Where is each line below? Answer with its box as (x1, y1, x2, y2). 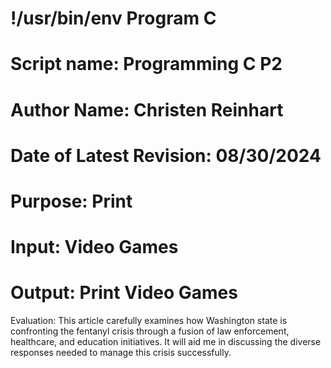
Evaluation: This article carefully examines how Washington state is (10, 315, 288, 327)
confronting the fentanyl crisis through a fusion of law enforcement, (10, 325, 290, 337)
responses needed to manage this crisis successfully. (10, 347, 232, 359)
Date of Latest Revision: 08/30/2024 (10, 144, 322, 167)
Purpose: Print (10, 190, 133, 212)
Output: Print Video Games (10, 282, 238, 304)
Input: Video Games (10, 236, 179, 259)
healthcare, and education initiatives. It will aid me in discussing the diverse (10, 336, 322, 348)
